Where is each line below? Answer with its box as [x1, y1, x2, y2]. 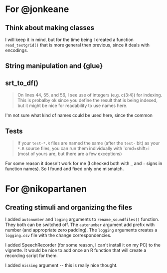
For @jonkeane [5, 3, 69, 15]
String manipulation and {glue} [5, 61, 103, 70]
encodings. [5, 47, 28, 53]
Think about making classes [5, 23, 95, 32]
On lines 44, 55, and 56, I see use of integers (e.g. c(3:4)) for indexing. [17, 92, 163, 98]
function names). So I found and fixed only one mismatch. [5, 166, 124, 172]
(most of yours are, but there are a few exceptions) [17, 151, 122, 157]
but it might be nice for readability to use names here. [17, 102, 128, 108]
